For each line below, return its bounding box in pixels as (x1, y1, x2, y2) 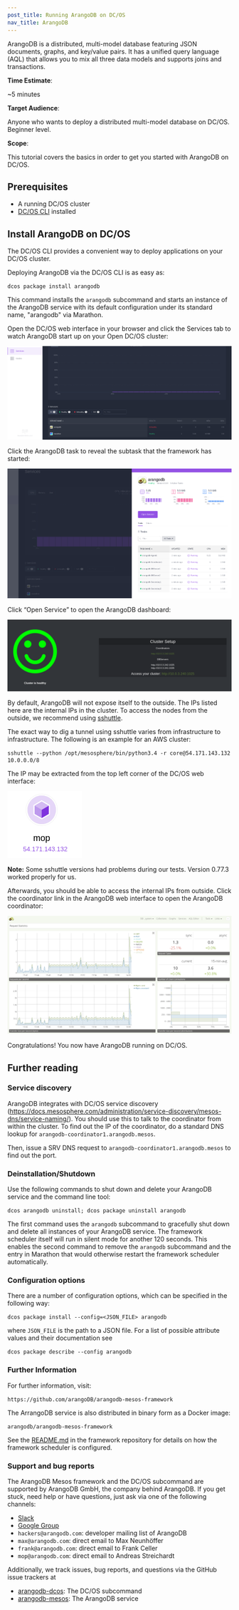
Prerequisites (7, 180, 68, 192)
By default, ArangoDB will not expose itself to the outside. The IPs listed (7, 698, 218, 707)
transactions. (7, 62, 46, 71)
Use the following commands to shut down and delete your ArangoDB (7, 1185, 212, 1194)
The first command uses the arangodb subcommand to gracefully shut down (7, 1219, 230, 1229)
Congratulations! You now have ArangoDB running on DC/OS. (7, 1041, 188, 1050)
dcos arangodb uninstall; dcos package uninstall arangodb (7, 1207, 186, 1214)
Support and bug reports (7, 1461, 95, 1471)
